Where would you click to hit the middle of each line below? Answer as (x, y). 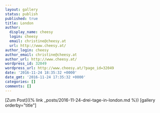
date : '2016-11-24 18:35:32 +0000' (41, 73)
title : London (19, 23)
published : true (21, 18)
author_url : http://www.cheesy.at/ (41, 59)
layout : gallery (21, 9)
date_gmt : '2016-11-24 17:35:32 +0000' (45, 77)
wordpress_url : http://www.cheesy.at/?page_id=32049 (60, 68)
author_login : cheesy (27, 50)
